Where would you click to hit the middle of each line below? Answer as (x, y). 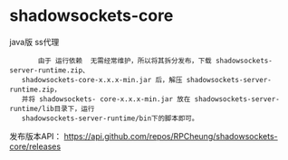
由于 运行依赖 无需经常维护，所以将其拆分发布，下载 (125, 61)
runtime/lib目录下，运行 (52, 108)
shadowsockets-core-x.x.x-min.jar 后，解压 (102, 80)
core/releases (35, 146)
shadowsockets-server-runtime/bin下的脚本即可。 (110, 118)
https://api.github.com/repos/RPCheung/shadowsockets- (171, 136)
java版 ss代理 (34, 42)
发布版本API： (36, 136)
